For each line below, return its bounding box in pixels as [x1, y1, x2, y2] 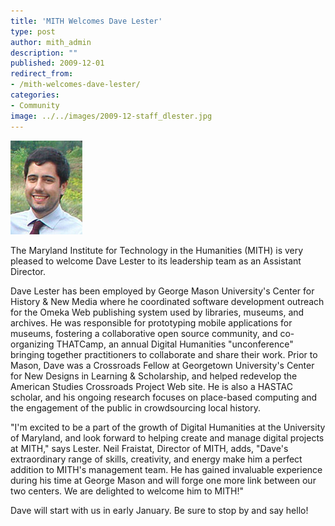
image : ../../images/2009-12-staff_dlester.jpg [10, 111, 213, 121]
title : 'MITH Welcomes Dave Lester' [10, 16, 163, 26]
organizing [10, 338, 55, 350]
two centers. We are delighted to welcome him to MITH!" [10, 485, 244, 497]
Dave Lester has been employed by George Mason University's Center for [10, 285, 315, 297]
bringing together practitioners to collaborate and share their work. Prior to [10, 348, 318, 360]
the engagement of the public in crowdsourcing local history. [10, 401, 262, 414]
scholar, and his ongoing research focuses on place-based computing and [10, 391, 318, 403]
